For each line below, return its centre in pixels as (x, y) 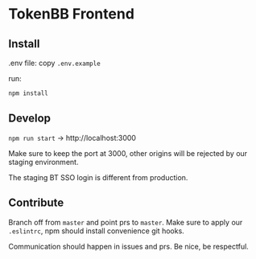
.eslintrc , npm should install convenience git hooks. (97, 231)
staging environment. (43, 162)
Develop (29, 119)
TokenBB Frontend (72, 14)
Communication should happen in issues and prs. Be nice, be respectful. (129, 246)
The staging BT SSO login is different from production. (98, 177)
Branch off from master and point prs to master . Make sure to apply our (126, 222)
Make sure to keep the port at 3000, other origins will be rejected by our (128, 153)
